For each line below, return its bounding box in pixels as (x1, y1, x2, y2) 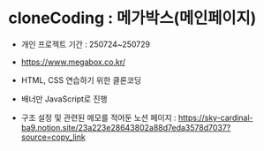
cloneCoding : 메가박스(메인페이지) (8, 8, 257, 28)
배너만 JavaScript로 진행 (20, 94, 108, 104)
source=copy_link (20, 132, 86, 142)
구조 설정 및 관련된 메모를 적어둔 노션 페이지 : (20, 112, 177, 123)
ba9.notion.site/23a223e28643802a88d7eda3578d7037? (20, 122, 231, 132)
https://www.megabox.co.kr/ (20, 57, 125, 67)
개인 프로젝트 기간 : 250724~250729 (20, 39, 151, 49)
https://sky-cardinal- (178, 112, 253, 123)
